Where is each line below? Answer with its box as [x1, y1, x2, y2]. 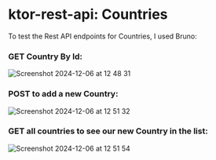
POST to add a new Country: [8, 89, 119, 100]
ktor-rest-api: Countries [8, 5, 168, 24]
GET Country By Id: [8, 51, 83, 62]
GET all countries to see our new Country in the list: [8, 125, 208, 136]
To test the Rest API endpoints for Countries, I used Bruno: [8, 31, 198, 41]
